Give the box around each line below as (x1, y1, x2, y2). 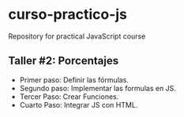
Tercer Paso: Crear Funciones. (19, 92, 119, 101)
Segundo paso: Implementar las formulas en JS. (19, 83, 176, 93)
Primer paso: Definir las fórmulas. (19, 75, 129, 84)
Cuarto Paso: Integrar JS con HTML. (19, 100, 138, 109)
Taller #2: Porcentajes (8, 54, 119, 68)
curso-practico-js (8, 5, 128, 24)
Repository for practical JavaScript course (8, 31, 146, 41)
